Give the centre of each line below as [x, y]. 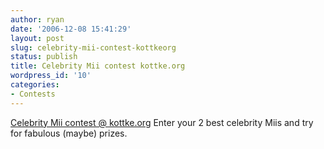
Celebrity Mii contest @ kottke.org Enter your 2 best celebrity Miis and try [162, 122]
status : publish [44, 57]
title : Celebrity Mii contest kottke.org [98, 66]
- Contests [33, 94]
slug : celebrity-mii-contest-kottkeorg [93, 47]
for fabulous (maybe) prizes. [69, 133]
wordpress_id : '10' [51, 76]
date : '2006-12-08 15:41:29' [71, 29]
